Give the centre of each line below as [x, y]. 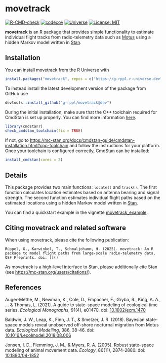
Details [16, 175]
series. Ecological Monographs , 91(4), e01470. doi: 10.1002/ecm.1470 [75, 310]
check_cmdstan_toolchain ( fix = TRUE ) [44, 131]
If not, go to [17, 140]
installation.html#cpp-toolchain [37, 146]
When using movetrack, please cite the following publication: [67, 240]
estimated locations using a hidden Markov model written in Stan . [72, 202]
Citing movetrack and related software [65, 228]
